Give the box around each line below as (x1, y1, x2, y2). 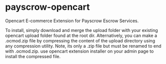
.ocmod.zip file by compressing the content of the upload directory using (5, 37, 156, 43)
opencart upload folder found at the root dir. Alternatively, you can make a (5, 32, 158, 38)
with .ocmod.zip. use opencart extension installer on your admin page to (5, 48, 154, 54)
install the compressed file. (5, 53, 61, 59)
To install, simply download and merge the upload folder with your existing (5, 27, 158, 33)
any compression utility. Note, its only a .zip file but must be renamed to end (5, 43, 162, 49)
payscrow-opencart (5, 1, 90, 13)
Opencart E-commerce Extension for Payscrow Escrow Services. (5, 18, 139, 24)
